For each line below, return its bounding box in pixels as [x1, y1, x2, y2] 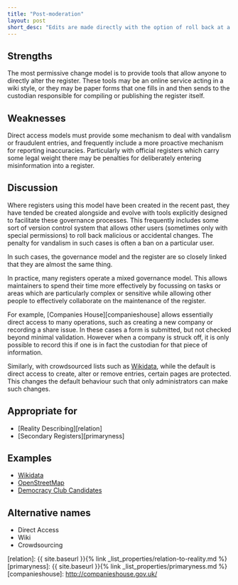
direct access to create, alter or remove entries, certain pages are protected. [7, 369, 232, 378]
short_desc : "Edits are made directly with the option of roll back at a [7, 23, 231, 31]
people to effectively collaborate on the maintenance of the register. [7, 296, 206, 305]
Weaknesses [7, 112, 66, 125]
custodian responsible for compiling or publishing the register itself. [7, 92, 205, 100]
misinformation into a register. [7, 162, 94, 169]
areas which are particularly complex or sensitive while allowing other [7, 289, 212, 297]
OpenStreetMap [17, 478, 65, 487]
